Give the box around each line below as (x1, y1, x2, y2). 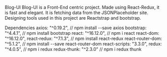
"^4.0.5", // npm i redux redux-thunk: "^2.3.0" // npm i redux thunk (5, 46, 142, 52)
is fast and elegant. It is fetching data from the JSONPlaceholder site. (5, 10, 148, 16)
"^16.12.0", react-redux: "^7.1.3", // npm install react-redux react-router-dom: (5, 35, 162, 41)
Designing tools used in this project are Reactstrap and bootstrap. (5, 15, 141, 21)
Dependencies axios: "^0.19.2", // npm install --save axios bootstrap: (5, 25, 147, 31)
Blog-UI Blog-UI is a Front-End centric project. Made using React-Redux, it (5, 5, 160, 10)
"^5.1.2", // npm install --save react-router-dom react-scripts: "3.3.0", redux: (5, 41, 162, 47)
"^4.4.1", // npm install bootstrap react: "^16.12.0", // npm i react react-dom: (5, 30, 159, 36)
